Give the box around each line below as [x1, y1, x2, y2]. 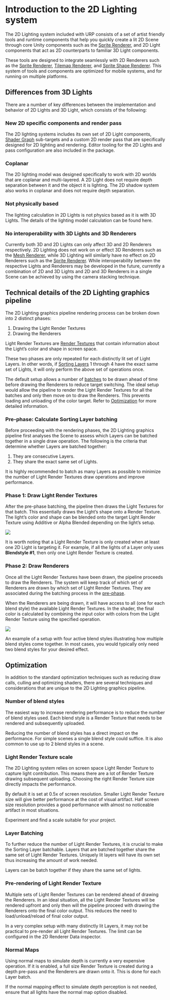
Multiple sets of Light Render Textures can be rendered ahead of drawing [5, 891, 159, 898]
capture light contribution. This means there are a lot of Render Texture [5, 770, 154, 777]
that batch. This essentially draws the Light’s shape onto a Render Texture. [5, 509, 161, 515]
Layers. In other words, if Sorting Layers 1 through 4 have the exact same [5, 361, 158, 367]
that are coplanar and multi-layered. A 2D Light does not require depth [5, 177, 152, 183]
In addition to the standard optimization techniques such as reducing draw [5, 674, 161, 680]
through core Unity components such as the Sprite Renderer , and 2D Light [5, 42, 161, 48]
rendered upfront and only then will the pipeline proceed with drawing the [5, 902, 160, 908]
